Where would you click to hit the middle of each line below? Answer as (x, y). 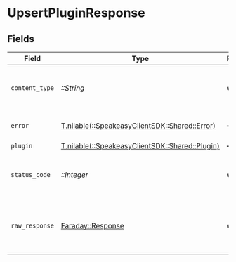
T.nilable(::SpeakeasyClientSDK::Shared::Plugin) (140, 146)
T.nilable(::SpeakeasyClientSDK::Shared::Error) (138, 126)
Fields (21, 39)
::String (73, 88)
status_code (31, 175)
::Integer (74, 175)
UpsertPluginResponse (76, 13)
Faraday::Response (92, 226)
